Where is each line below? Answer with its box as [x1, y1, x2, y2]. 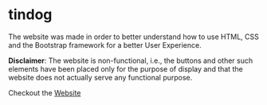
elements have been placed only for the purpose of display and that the [8, 64, 243, 73]
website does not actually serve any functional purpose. [8, 72, 193, 82]
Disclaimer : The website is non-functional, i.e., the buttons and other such [8, 56, 253, 65]
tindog [8, 6, 53, 24]
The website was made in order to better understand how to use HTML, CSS [8, 32, 259, 41]
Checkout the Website [8, 87, 81, 97]
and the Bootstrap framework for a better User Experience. [8, 40, 202, 49]
